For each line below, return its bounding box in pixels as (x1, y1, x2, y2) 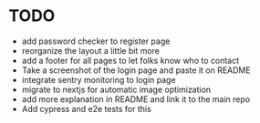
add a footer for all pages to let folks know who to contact (21, 55, 240, 66)
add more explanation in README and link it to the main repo (21, 93, 251, 105)
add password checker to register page (21, 36, 171, 46)
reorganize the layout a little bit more (21, 45, 161, 56)
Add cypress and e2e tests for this (21, 103, 151, 114)
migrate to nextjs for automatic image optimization (21, 84, 212, 95)
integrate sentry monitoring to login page (21, 74, 176, 85)
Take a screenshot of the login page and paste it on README (21, 65, 252, 76)
